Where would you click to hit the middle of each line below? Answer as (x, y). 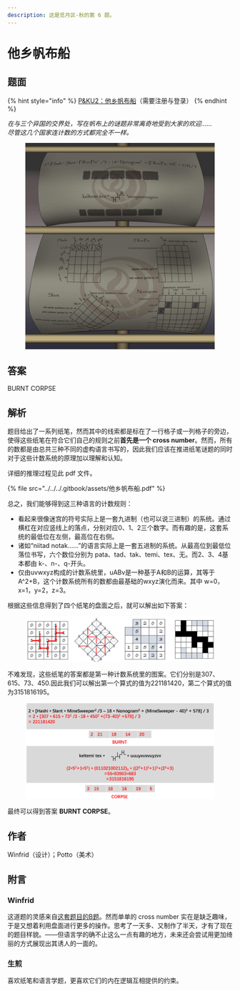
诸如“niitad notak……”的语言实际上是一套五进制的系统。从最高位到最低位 (124, 546)
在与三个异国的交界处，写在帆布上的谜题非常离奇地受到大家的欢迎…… (110, 123)
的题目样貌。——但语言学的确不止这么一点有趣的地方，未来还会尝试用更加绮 (120, 934)
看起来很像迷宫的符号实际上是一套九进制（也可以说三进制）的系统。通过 (124, 519)
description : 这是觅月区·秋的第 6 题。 (61, 15)
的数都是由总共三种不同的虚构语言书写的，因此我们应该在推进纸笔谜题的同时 (120, 449)
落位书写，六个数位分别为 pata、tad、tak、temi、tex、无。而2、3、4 (120, 554)
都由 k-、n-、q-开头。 (56, 564)
